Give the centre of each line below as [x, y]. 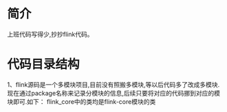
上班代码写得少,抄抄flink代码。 [50, 34]
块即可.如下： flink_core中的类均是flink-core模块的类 [82, 101]
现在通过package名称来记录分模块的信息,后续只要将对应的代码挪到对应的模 [113, 93]
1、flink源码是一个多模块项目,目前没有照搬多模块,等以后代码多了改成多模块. [113, 84]
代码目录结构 [44, 65]
